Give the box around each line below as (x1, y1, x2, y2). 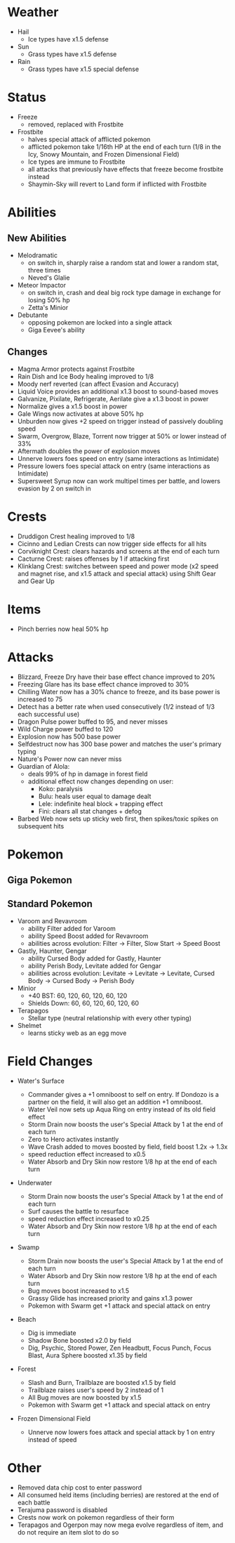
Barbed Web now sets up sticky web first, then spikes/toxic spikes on (17, 814, 219, 823)
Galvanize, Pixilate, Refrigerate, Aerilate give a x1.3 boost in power (17, 394, 209, 403)
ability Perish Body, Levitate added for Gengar (27, 961, 161, 970)
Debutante (17, 311, 48, 319)
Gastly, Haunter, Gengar (17, 946, 88, 955)
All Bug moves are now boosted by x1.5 (27, 1393, 142, 1402)
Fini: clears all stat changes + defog (38, 807, 142, 815)
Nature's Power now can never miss (17, 755, 122, 763)
